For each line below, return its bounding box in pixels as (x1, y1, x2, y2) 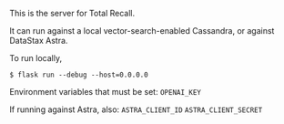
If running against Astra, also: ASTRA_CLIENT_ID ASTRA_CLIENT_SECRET (9, 104, 263, 115)
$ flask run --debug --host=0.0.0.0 (9, 70, 148, 79)
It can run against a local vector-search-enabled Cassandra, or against (9, 26, 275, 36)
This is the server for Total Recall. (9, 8, 136, 18)
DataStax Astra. (9, 36, 68, 46)
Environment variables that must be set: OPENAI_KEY (9, 87, 202, 97)
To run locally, (9, 53, 62, 63)
